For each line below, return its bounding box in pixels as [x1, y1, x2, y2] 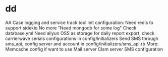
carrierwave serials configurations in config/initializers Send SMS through [5, 35, 159, 41]
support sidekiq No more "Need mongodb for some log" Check [5, 24, 137, 30]
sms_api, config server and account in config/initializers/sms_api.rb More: [5, 40, 159, 46]
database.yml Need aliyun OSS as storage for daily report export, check [5, 30, 155, 36]
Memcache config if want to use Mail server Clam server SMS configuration [5, 46, 163, 52]
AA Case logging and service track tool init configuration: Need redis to [5, 19, 154, 25]
